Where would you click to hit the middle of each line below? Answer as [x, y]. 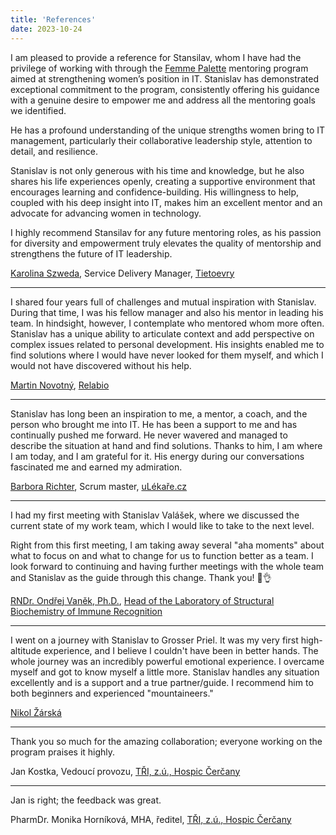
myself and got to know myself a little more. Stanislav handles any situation [165, 672]
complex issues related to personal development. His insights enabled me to [167, 344]
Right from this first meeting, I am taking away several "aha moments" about [167, 545]
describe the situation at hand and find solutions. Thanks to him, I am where [166, 445]
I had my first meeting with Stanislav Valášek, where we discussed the [155, 515]
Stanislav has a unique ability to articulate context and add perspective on [162, 333]
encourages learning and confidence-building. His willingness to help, [155, 192]
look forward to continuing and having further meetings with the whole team [167, 566]
